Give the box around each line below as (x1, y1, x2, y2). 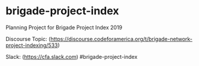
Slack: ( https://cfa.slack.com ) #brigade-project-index (5, 53, 138, 60)
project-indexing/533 (5, 42, 58, 49)
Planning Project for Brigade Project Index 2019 (5, 24, 123, 31)
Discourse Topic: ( (5, 35, 51, 42)
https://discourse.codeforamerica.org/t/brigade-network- (50, 35, 193, 42)
